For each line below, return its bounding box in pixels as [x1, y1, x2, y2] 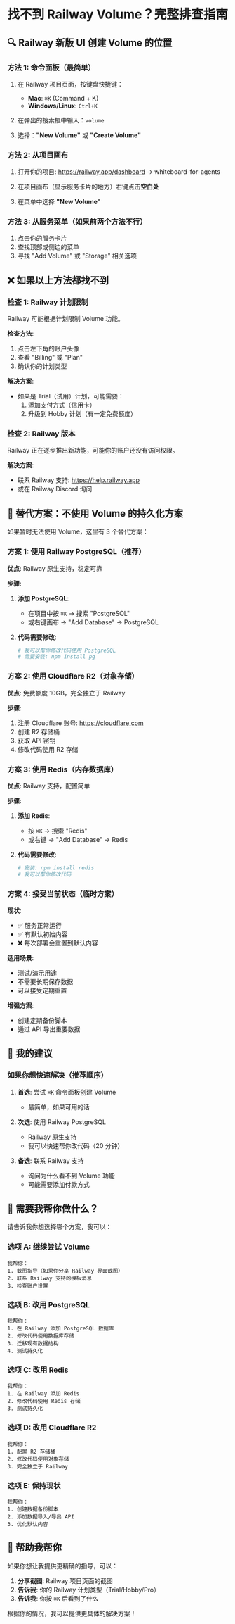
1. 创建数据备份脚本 [7, 1506, 59, 1513]
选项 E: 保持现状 [7, 1480, 61, 1490]
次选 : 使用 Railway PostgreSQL [17, 1117, 107, 1126]
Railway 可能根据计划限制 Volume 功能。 [7, 315, 124, 323]
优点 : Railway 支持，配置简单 [7, 781, 90, 790]
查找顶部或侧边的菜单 [17, 243, 79, 251]
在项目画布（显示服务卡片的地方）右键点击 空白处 [17, 182, 159, 191]
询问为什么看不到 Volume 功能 [27, 1171, 115, 1180]
